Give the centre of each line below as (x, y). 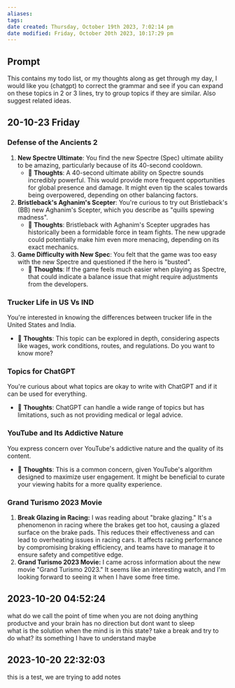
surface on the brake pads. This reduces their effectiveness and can (116, 532)
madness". (33, 217)
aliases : (20, 14)
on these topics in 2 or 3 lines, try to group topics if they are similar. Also (112, 93)
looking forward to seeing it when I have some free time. (99, 577)
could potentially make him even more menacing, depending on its (123, 239)
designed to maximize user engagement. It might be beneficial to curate (121, 477)
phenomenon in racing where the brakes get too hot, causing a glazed (119, 524)
